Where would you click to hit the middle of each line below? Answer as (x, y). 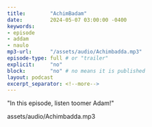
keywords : (21, 26)
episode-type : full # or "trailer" (58, 58)
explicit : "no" (35, 65)
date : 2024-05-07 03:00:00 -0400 (67, 20)
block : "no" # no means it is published (76, 71)
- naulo (18, 45)
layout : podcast (30, 77)
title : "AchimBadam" (47, 13)
